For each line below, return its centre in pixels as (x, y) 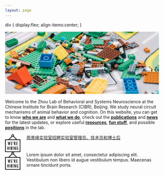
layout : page (18, 10)
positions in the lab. (25, 128)
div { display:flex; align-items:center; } (43, 25)
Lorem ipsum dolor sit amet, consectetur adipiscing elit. (82, 155)
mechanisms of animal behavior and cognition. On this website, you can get (81, 112)
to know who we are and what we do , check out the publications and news (82, 117)
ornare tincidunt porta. (49, 165)
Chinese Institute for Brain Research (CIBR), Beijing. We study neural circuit (81, 107)
